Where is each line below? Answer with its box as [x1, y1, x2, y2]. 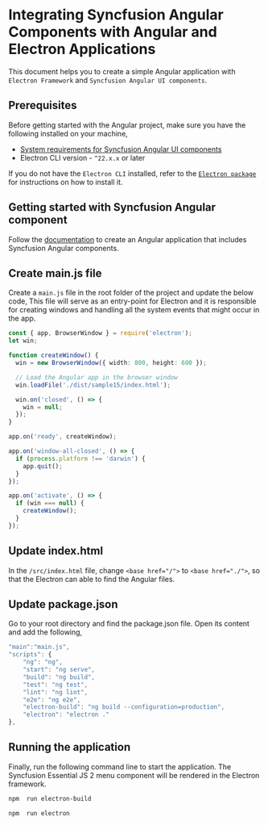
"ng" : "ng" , [23, 658, 63, 667]
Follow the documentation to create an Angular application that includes [8, 234, 247, 244]
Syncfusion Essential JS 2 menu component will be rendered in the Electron [8, 770, 260, 780]
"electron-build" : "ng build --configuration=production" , [23, 703, 225, 711]
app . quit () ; [23, 462, 63, 470]
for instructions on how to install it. [8, 177, 123, 186]
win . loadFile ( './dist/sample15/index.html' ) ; [15, 381, 171, 389]
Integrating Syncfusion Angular [8, 6, 224, 24]
